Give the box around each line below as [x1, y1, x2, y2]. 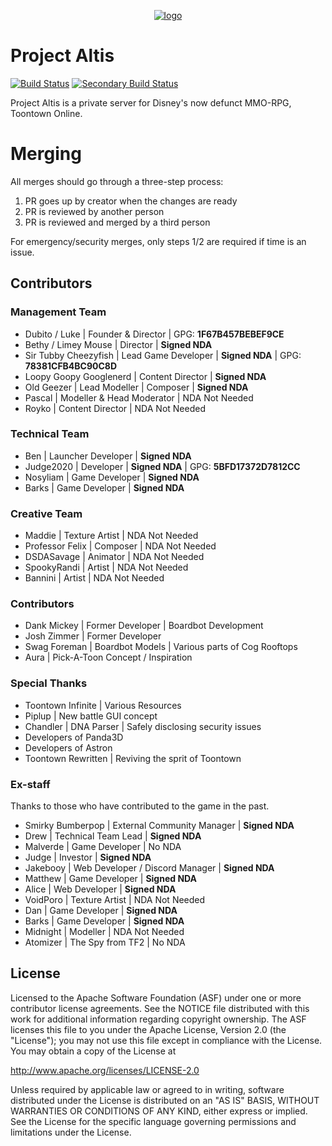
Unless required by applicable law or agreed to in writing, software [10, 1083, 285, 1095]
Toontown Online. [10, 107, 83, 119]
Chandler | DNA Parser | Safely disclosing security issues [24, 720, 262, 732]
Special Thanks [10, 676, 88, 690]
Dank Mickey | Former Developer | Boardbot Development [24, 620, 264, 632]
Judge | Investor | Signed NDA [24, 851, 152, 864]
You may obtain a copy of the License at [10, 1045, 177, 1057]
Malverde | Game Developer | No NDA [24, 841, 182, 853]
